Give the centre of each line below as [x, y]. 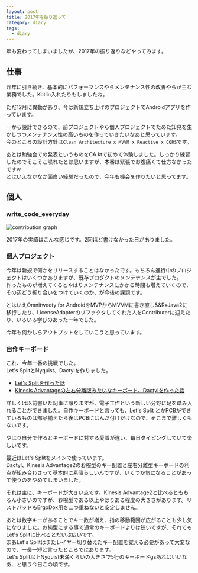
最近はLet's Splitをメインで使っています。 [57, 458]
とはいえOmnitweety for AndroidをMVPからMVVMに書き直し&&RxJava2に [97, 305]
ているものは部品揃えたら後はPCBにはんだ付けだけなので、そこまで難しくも [99, 418]
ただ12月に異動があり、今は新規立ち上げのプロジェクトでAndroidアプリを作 [98, 107]
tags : [13, 28]
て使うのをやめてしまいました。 [45, 480]
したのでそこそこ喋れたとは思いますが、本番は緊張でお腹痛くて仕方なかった [99, 162]
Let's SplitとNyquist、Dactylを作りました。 [59, 371]
